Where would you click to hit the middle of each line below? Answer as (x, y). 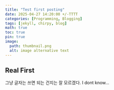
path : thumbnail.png (30, 46)
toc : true (15, 32)
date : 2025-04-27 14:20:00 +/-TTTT (42, 14)
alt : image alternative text (39, 50)
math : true (16, 28)
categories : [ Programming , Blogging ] (44, 19)
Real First (20, 70)
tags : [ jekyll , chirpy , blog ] (36, 23)
